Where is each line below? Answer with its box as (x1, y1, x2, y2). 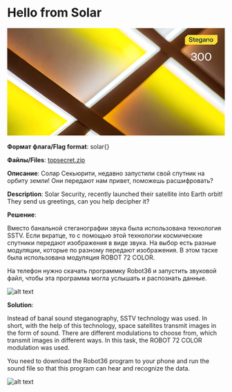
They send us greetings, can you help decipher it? (7, 197, 150, 205)
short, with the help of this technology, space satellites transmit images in (7, 321, 217, 329)
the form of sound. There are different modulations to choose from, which (7, 329, 217, 337)
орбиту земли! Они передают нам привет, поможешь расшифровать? (7, 176, 214, 184)
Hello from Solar (7, 5, 102, 21)
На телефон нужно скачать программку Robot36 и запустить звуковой (7, 266, 217, 275)
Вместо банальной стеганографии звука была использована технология (7, 224, 222, 232)
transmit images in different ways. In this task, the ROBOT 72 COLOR (7, 336, 202, 344)
